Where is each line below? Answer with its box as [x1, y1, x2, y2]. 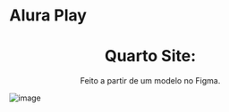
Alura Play [9, 5, 88, 26]
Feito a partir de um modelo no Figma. [80, 76, 221, 86]
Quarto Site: [104, 46, 197, 67]
